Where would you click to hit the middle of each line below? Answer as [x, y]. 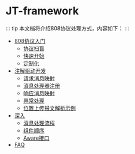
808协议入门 [30, 41]
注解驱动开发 [30, 70]
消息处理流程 [39, 123]
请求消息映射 [39, 78]
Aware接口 [36, 138]
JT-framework [42, 11]
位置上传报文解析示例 [49, 108]
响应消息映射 [39, 93]
